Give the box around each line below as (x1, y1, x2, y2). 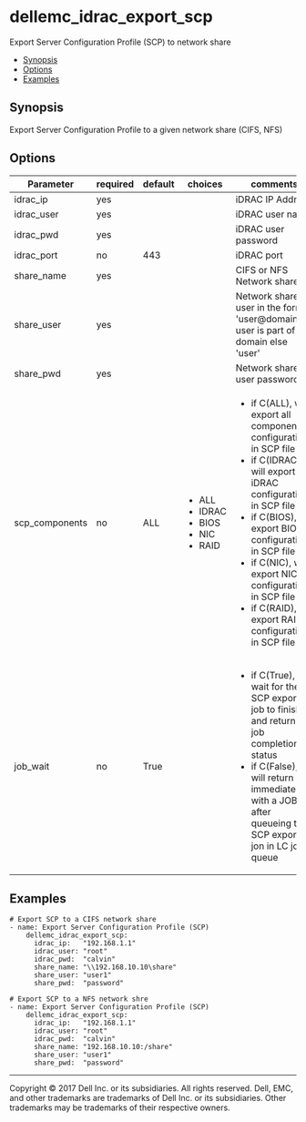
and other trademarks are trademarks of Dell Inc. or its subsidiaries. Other (9, 1093, 287, 1104)
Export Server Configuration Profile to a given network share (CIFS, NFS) (9, 124, 283, 135)
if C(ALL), (250, 396, 293, 409)
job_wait (14, 760, 50, 772)
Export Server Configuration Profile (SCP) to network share (9, 36, 231, 47)
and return (250, 714, 296, 727)
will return (250, 771, 294, 784)
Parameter (26, 178, 75, 190)
